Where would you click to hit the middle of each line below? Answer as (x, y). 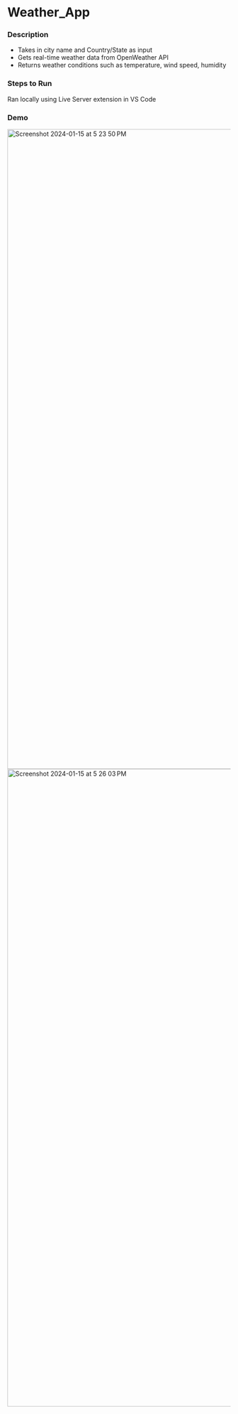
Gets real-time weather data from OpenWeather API (93, 58)
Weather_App (49, 12)
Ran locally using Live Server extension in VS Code (82, 99)
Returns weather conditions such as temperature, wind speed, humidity (122, 65)
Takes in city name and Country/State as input (85, 50)
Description (28, 35)
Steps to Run (30, 84)
